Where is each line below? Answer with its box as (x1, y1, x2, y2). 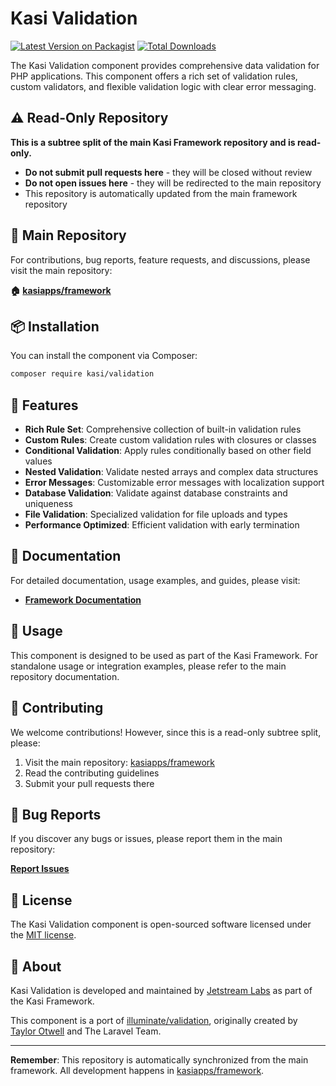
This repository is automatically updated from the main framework (24, 187, 298, 199)
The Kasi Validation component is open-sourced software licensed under (10, 918, 312, 931)
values (24, 455, 53, 467)
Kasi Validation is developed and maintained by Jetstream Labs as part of (10, 984, 313, 996)
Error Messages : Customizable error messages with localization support (24, 477, 325, 489)
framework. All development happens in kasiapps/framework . (10, 1064, 265, 1076)
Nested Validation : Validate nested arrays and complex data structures (24, 466, 319, 478)
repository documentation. (10, 670, 120, 682)
